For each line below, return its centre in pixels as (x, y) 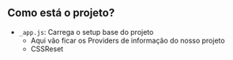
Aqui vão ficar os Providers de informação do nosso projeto (128, 40)
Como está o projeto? (61, 13)
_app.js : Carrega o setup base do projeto (86, 32)
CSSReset (47, 49)
